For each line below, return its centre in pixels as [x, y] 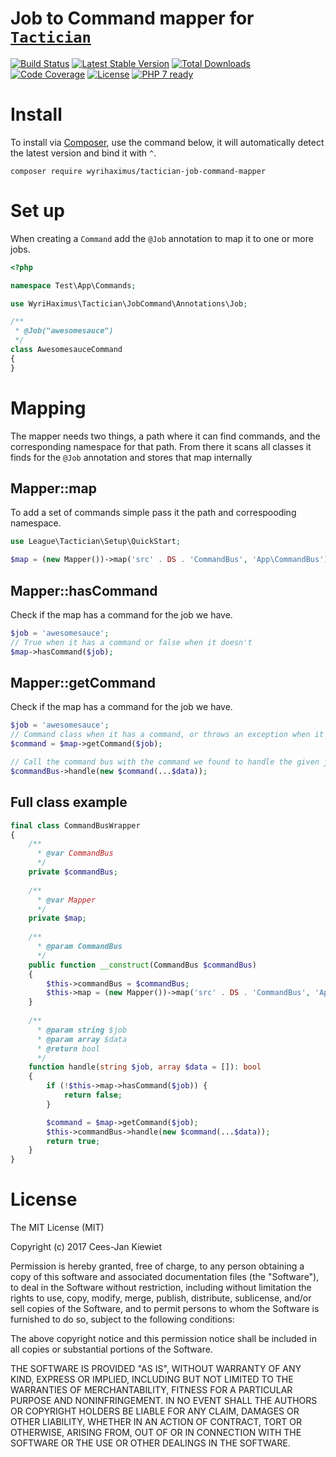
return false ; [93, 1095]
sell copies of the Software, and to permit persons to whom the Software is [165, 1309]
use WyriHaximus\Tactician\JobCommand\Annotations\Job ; [129, 303]
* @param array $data [82, 1039]
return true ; [73, 1141]
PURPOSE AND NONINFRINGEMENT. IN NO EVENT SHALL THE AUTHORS [164, 1401]
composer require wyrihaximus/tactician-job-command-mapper [138, 171]
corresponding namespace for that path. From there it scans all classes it [161, 446]
